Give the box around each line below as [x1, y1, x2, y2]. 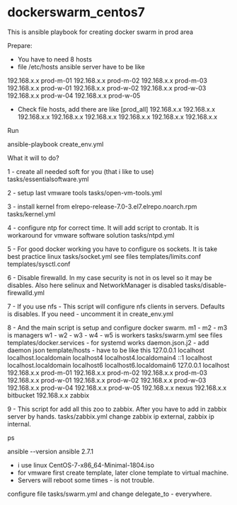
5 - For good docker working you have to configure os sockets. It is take [7, 245, 218, 253]
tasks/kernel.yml [7, 209, 56, 218]
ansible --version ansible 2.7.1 [7, 447, 94, 455]
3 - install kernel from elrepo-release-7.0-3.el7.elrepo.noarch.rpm [7, 202, 197, 211]
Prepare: [7, 41, 33, 50]
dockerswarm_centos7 [7, 4, 145, 21]
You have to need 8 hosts [17, 54, 92, 64]
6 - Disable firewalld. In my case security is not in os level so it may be [7, 273, 212, 281]
